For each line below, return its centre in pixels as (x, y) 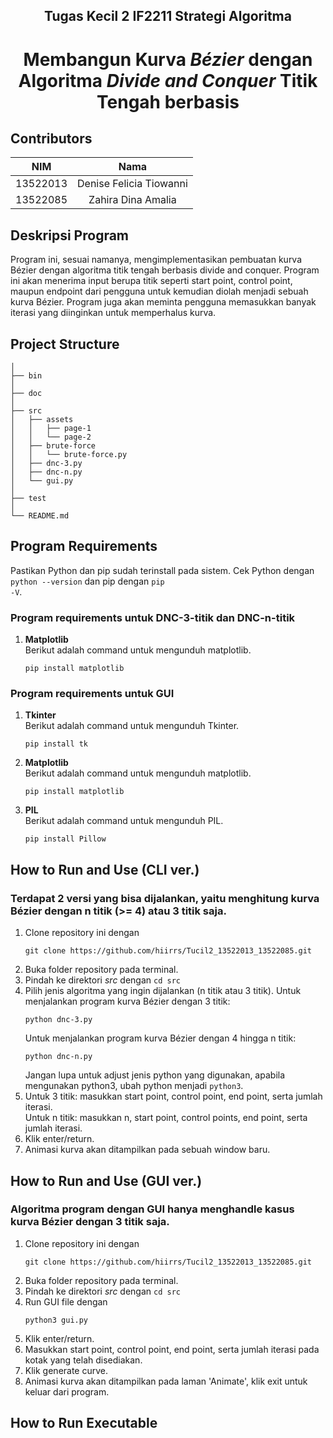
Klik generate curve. (66, 1370)
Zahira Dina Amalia (132, 200)
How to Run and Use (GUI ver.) (106, 1180)
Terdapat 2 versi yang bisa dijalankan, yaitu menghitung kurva (165, 898)
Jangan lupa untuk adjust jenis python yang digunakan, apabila (155, 1075)
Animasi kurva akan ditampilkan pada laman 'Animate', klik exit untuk (166, 1381)
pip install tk (56, 744)
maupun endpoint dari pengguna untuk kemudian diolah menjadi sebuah (159, 291)
